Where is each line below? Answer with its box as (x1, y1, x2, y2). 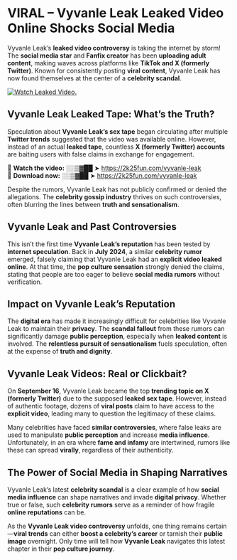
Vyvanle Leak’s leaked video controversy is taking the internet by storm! (7, 43, 221, 52)
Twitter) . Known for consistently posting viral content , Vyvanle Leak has (7, 66, 221, 75)
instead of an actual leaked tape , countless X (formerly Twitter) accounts (7, 142, 226, 151)
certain (206, 522, 227, 530)
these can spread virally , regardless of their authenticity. (7, 446, 174, 455)
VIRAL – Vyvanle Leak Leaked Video (7, 5, 224, 21)
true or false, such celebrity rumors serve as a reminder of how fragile (7, 500, 215, 509)
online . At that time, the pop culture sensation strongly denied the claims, (7, 262, 225, 271)
